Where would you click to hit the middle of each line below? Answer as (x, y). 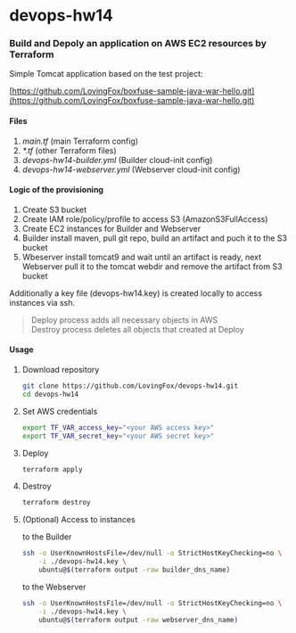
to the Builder (47, 537)
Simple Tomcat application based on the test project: (106, 74)
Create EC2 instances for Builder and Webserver (111, 228)
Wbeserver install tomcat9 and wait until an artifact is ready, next (141, 257)
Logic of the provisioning (57, 190)
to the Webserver (54, 587)
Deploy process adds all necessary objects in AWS (124, 320)
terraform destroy (56, 503)
